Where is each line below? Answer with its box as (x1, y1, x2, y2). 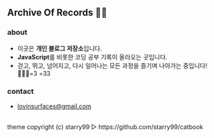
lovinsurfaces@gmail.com (17, 101, 92, 110)
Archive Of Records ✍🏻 (7, 7, 107, 19)
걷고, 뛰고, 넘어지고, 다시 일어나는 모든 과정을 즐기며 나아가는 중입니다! (17, 61, 208, 70)
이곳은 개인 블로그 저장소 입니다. (17, 44, 102, 52)
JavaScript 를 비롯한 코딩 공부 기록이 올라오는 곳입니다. (17, 52, 168, 61)
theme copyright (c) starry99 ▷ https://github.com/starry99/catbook (7, 122, 204, 131)
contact (7, 86, 35, 96)
